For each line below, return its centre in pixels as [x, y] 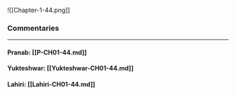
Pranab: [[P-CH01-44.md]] [47, 52]
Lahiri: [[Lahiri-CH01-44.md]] [51, 85]
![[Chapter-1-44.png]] [39, 10]
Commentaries [33, 28]
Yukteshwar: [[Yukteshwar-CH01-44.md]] [71, 68]
